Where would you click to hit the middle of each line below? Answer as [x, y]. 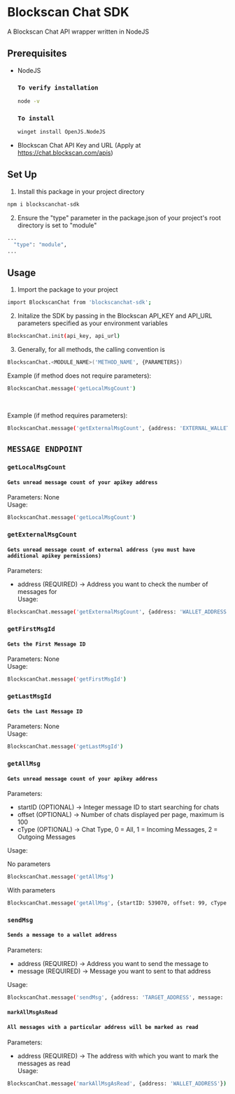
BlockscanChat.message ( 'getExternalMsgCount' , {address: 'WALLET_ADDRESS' [119, 612]
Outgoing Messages [46, 837]
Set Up [22, 175]
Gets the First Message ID [47, 644]
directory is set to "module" [57, 225]
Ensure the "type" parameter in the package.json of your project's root [119, 218]
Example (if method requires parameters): [67, 415]
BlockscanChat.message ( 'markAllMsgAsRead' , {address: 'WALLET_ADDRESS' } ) [117, 1084]
